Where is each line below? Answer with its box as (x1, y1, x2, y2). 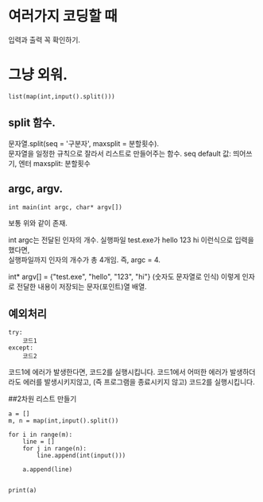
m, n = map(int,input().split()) (8, 417, 119, 425)
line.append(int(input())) (37, 452, 126, 460)
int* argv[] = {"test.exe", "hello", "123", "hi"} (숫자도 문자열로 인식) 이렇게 (8, 272, 241, 281)
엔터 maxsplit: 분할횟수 (18, 158, 91, 168)
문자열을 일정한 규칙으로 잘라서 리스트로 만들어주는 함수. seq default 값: (8, 149, 232, 158)
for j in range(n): (22, 445, 87, 453)
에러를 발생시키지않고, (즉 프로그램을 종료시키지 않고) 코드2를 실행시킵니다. (22, 377, 256, 387)
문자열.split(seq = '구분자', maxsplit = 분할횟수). (8, 138, 160, 148)
